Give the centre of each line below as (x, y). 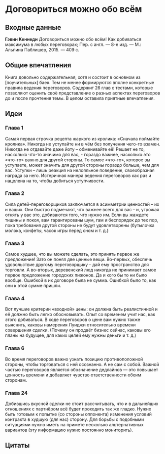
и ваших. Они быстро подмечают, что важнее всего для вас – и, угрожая (82, 209)
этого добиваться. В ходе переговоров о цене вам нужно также (73, 319)
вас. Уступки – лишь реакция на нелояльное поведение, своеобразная (80, 170)
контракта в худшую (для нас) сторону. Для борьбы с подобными (75, 419)
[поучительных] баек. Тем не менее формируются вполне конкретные (80, 82)
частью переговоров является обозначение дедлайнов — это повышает (82, 369)
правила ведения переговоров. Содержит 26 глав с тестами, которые (79, 88)
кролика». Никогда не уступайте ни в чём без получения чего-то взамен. (83, 144)
